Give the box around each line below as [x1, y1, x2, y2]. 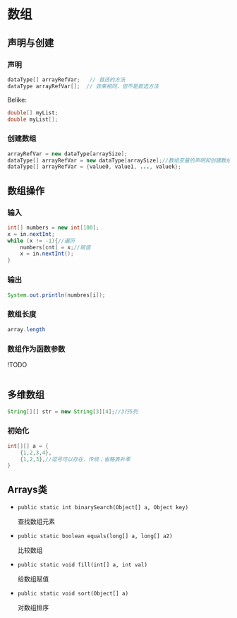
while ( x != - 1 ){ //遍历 [7, 237, 75, 244]
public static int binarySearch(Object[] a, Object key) [17, 504, 189, 511]
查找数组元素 [17, 517, 55, 526]
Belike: [7, 95, 27, 104]
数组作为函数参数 [7, 344, 66, 354]
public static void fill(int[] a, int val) [17, 561, 148, 569]
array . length [7, 326, 46, 333]
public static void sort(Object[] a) [17, 590, 129, 598]
